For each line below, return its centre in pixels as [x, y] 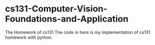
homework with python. [29, 37]
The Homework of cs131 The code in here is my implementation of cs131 [78, 32]
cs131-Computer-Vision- [56, 9]
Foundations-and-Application [67, 19]
